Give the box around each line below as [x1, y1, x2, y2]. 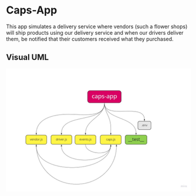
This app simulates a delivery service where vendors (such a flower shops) [6, 23, 188, 30]
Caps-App [6, 4, 58, 17]
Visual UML [6, 52, 49, 62]
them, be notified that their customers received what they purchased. [6, 35, 174, 42]
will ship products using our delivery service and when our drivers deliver [6, 29, 184, 36]
